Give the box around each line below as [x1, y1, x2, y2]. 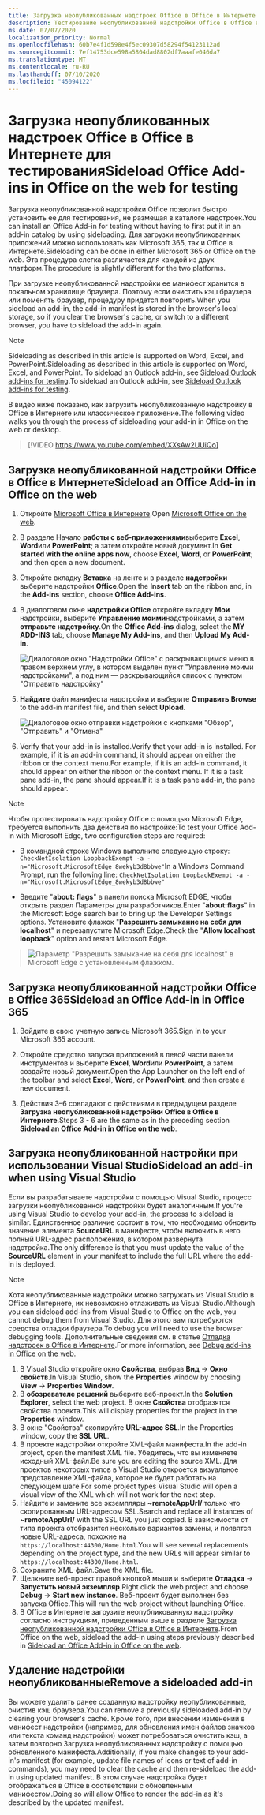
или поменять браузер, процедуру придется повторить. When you [8, 295, 230, 305]
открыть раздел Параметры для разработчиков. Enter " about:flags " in [19, 900, 256, 910]
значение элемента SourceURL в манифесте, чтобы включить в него [8, 1226, 241, 1235]
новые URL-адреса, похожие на [19, 1532, 128, 1541]
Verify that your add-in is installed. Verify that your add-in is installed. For [19, 742, 256, 751]
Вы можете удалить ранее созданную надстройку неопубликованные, [8, 1697, 247, 1706]
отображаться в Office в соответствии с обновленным [8, 1780, 193, 1790]
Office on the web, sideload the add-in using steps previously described [19, 1632, 255, 1641]
